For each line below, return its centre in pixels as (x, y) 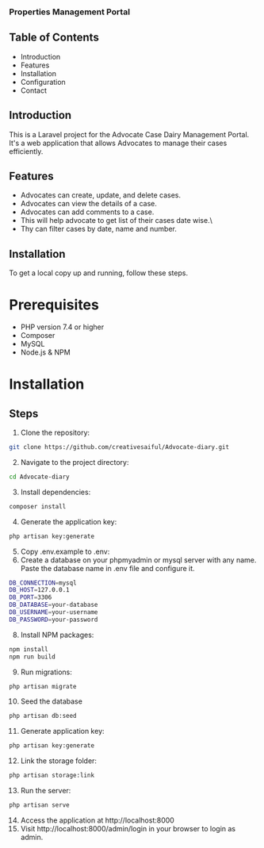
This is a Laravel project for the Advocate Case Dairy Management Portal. (129, 134)
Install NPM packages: (57, 635)
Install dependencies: (55, 492)
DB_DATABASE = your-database (54, 605)
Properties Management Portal (69, 12)
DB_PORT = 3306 (31, 597)
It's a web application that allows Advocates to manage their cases (118, 143)
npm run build (33, 657)
